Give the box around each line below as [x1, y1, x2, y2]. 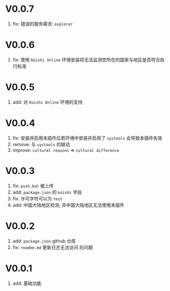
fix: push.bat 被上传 [12, 183, 54, 189]
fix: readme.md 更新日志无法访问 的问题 [12, 244, 93, 250]
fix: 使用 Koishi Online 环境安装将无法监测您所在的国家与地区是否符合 [12, 56, 160, 63]
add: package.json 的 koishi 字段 [12, 189, 82, 195]
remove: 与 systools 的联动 [12, 141, 70, 147]
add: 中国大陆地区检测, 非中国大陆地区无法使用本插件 [12, 202, 125, 208]
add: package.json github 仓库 [12, 238, 76, 244]
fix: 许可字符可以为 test [12, 196, 63, 202]
